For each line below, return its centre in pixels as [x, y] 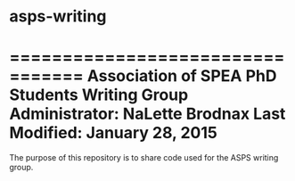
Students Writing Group [99, 95]
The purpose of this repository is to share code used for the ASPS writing [144, 158]
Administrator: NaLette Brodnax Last [147, 114]
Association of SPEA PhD [182, 76]
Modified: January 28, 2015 [114, 133]
